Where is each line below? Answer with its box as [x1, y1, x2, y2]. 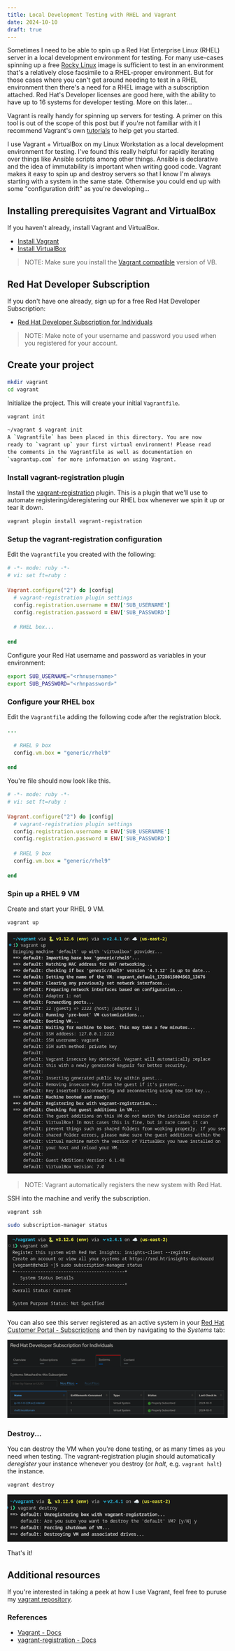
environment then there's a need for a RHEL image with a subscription [7, 83, 210, 92]
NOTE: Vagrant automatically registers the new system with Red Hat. [24, 1180, 222, 1189]
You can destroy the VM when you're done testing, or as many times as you [7, 1445, 225, 1453]
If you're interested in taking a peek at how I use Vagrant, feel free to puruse [7, 1588, 227, 1596]
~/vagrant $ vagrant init [7, 427, 83, 434]
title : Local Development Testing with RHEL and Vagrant [7, 11, 177, 18]
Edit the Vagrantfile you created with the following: [7, 550, 156, 559]
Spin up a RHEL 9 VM [7, 888, 80, 898]
